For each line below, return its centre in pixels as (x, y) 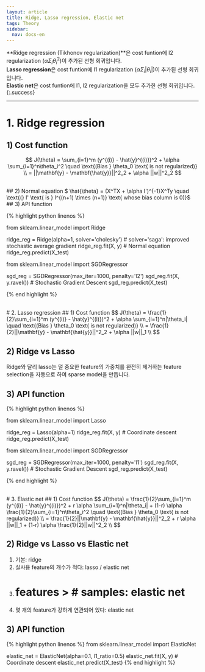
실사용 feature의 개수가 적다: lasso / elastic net (72, 567)
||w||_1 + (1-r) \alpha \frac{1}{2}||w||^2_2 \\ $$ (63, 525)
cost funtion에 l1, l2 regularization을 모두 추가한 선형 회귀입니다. (117, 85)
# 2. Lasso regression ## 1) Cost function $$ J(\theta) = (76, 313)
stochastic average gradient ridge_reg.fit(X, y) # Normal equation (88, 246)
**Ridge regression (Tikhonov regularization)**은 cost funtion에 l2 (90, 53)
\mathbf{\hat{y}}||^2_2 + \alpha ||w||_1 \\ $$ (105, 332)
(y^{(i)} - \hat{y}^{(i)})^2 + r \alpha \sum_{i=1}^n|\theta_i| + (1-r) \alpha (94, 506)
